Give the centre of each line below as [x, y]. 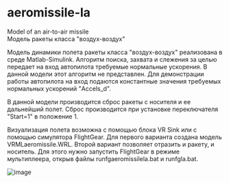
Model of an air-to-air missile [48, 32]
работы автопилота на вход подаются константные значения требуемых [114, 81]
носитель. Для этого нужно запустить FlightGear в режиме [94, 151]
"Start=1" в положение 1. [43, 116]
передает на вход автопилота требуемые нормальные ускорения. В [107, 66]
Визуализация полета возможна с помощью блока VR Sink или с [102, 130]
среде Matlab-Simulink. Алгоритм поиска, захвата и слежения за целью [112, 59]
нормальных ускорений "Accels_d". [59, 88]
